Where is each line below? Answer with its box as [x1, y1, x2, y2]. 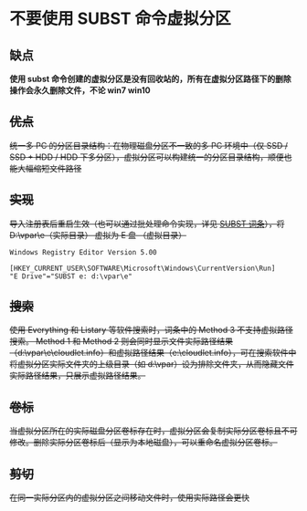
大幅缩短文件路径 [16, 162, 82, 173]
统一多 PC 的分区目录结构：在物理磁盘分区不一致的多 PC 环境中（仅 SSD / [9, 140, 289, 151]
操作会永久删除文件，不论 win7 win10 [9, 85, 151, 96]
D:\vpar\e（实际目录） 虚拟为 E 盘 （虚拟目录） [9, 229, 187, 240]
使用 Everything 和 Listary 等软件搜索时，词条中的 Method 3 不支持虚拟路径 [9, 325, 294, 336]
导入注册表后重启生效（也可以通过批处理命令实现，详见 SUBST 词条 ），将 [9, 218, 285, 229]
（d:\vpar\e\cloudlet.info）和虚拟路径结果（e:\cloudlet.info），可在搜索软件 [9, 348, 289, 359]
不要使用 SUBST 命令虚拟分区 [9, 8, 231, 29]
